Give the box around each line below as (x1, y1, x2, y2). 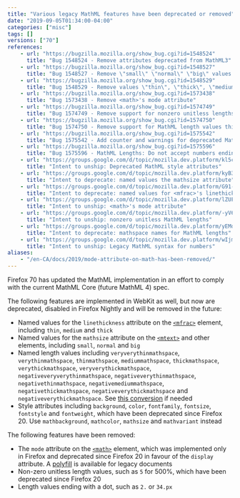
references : (7, 44, 43, 51)
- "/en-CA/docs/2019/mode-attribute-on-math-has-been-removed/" (20, 256, 216, 263)
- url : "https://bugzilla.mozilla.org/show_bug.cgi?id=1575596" (20, 143, 216, 151)
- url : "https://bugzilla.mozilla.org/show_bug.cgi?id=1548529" (20, 76, 216, 84)
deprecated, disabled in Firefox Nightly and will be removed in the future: (7, 305, 222, 312)
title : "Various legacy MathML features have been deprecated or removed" (7, 10, 235, 18)
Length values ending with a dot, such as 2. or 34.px (17, 482, 173, 491)
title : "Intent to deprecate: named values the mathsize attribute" (26, 176, 235, 183)
